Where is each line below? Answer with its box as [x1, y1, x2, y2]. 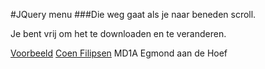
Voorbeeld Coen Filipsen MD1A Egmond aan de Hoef [10, 47, 228, 59]
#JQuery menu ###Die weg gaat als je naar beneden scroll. [10, 9, 257, 20]
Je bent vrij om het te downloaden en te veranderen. [10, 28, 227, 39]
